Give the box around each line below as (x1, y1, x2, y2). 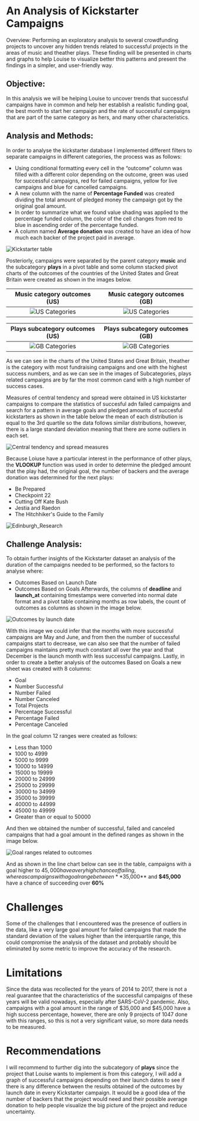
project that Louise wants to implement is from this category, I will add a (6, 1071, 182, 1078)
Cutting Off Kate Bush (14, 498, 69, 505)
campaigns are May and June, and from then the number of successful (6, 634, 180, 641)
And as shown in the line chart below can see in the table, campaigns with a (6, 860, 191, 868)
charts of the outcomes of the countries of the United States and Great (6, 269, 179, 277)
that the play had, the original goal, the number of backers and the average (6, 468, 190, 475)
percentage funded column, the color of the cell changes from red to (14, 215, 183, 222)
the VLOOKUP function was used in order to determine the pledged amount (6, 461, 191, 468)
